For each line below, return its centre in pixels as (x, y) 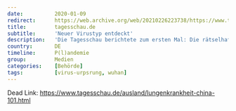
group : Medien (40, 60)
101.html (19, 100)
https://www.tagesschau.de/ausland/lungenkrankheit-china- (127, 93)
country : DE (34, 46)
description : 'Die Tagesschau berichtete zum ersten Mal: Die (103, 40)
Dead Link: (23, 93)
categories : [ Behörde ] (45, 66)
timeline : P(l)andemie (48, 53)
